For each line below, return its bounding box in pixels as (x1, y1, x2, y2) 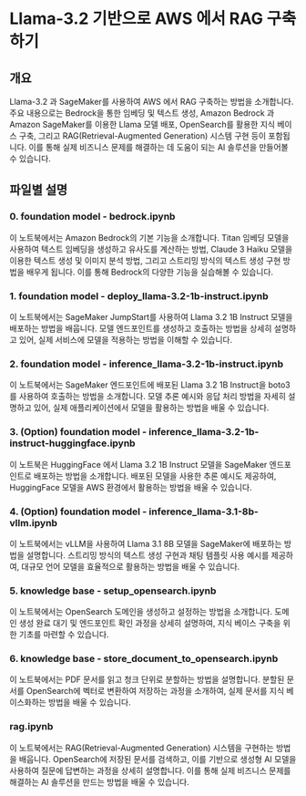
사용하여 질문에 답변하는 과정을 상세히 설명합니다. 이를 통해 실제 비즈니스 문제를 (9, 765, 291, 776)
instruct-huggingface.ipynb (9, 437, 136, 450)
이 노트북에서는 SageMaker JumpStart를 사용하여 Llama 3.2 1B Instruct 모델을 (9, 311, 293, 322)
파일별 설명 (9, 182, 68, 198)
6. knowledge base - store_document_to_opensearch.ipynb (9, 653, 279, 666)
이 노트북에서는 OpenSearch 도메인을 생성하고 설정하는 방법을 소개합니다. (9, 606, 273, 617)
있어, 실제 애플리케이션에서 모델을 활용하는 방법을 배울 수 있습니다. (33, 402, 270, 413)
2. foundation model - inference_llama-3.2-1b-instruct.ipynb (9, 357, 284, 370)
